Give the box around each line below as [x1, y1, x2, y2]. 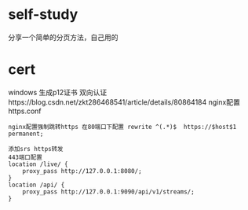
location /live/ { [8, 160, 68, 168]
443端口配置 [8, 153, 43, 161]
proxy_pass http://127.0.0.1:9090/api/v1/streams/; [22, 187, 195, 196]
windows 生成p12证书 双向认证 [8, 87, 108, 97]
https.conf [8, 106, 42, 116]
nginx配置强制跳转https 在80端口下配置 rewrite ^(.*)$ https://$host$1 [8, 123, 237, 131]
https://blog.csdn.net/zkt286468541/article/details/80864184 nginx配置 [8, 97, 241, 107]
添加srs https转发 [8, 145, 64, 153]
